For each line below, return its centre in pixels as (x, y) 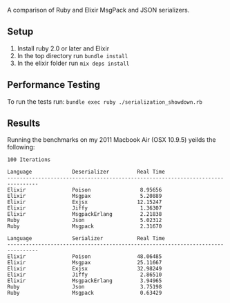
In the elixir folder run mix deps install (73, 63)
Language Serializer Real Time (86, 239)
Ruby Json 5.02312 (85, 221)
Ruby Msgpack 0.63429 (85, 293)
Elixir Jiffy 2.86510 (85, 275)
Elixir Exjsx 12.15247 (85, 202)
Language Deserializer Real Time (86, 172)
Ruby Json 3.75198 (85, 287)
